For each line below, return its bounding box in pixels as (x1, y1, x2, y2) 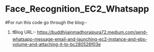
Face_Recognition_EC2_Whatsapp (5, 3, 150, 15)
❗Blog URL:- (12, 29, 36, 35)
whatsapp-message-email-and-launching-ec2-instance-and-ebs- (12, 36, 147, 42)
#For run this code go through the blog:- (5, 19, 87, 25)
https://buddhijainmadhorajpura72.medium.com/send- (37, 29, 148, 35)
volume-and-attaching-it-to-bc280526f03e (12, 41, 101, 47)
